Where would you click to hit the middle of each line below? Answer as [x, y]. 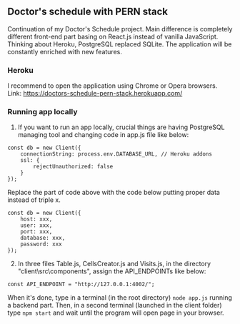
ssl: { [30, 161]
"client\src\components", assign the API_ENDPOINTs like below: [112, 271]
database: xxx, [43, 238]
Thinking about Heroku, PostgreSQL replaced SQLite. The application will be [120, 44]
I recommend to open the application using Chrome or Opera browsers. [112, 86]
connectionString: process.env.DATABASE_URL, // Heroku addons [116, 154]
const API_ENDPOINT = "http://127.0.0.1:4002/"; [81, 285]
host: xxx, [36, 219]
